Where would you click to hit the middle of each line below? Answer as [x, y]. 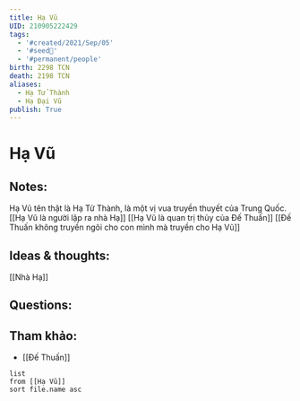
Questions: [41, 305]
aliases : [26, 84]
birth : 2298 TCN [39, 68]
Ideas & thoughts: [60, 255]
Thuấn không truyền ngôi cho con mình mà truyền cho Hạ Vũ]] [124, 227]
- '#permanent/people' [60, 59]
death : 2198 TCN [39, 76]
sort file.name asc [46, 390]
